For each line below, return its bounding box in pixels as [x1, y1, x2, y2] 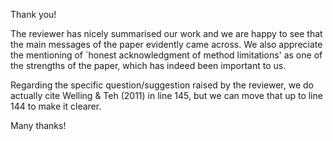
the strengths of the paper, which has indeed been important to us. [10, 60, 287, 71]
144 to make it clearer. [10, 100, 102, 112]
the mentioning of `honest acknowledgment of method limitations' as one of [10, 49, 323, 61]
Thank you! [10, 9, 57, 20]
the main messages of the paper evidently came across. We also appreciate [10, 39, 323, 50]
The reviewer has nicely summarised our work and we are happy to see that [10, 28, 323, 39]
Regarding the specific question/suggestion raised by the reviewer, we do [10, 79, 314, 91]
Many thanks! [10, 120, 67, 131]
